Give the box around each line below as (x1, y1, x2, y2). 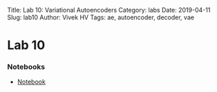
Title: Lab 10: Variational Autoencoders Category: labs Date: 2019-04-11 (7, 6, 211, 14)
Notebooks (7, 62, 46, 72)
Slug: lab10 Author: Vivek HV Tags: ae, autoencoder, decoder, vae (7, 13, 195, 21)
